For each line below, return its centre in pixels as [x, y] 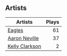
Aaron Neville [23, 38]
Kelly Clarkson [24, 46]
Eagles [16, 30]
